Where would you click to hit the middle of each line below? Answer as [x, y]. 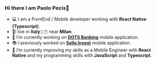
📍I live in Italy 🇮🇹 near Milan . [42, 31]
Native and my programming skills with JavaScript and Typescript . [82, 55]
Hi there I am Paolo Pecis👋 [37, 8]
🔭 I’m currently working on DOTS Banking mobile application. [75, 37]
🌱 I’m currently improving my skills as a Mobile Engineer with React [81, 50]
